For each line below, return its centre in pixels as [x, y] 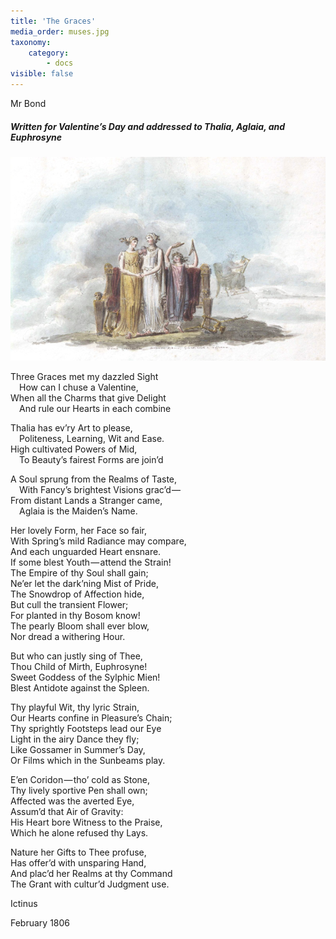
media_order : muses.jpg [60, 31]
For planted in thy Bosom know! [75, 615]
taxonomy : [31, 42]
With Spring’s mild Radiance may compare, [98, 541]
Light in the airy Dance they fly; [75, 739]
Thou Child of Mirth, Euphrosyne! [79, 666]
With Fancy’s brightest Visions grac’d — [100, 489]
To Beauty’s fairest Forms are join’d [91, 459]
